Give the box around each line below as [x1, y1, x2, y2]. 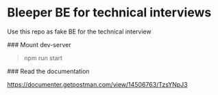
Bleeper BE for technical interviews [7, 5, 212, 21]
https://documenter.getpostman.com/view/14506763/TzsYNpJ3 [7, 80, 188, 88]
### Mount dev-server [7, 40, 71, 49]
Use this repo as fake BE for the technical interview [7, 27, 152, 36]
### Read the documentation [7, 67, 90, 75]
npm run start [23, 53, 63, 62]
